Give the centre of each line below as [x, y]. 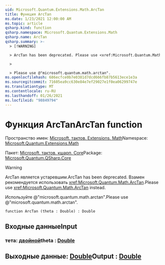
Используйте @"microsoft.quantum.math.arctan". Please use [67, 197]
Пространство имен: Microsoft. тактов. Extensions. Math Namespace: [77, 138]
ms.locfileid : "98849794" [31, 100]
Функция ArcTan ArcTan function [74, 125]
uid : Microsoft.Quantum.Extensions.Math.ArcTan [55, 10]
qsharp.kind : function [28, 28]
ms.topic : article [24, 23]
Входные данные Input [41, 226]
